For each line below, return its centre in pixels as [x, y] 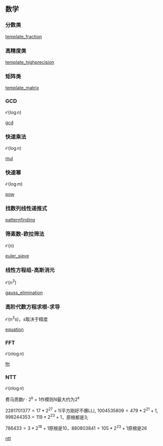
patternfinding [20, 220]
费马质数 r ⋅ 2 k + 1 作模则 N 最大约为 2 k [43, 399]
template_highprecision [30, 62]
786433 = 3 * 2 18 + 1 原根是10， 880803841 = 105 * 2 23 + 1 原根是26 [76, 428]
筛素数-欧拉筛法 [25, 234]
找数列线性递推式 [26, 209]
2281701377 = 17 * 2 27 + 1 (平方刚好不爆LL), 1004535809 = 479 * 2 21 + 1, [82, 410]
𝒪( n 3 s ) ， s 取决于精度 [27, 319]
